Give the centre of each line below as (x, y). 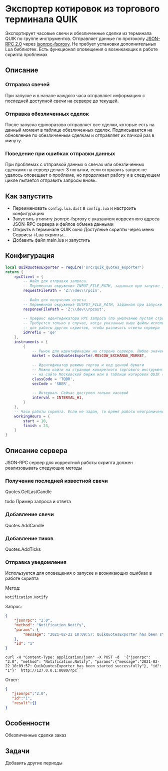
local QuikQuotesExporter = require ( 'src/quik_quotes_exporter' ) (74, 267)
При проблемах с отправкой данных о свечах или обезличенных (75, 164)
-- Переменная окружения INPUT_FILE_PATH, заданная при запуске (91, 286)
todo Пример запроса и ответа (38, 502)
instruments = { (31, 342)
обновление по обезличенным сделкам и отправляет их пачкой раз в (80, 135)
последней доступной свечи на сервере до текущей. (62, 101)
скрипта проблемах (26, 54)
